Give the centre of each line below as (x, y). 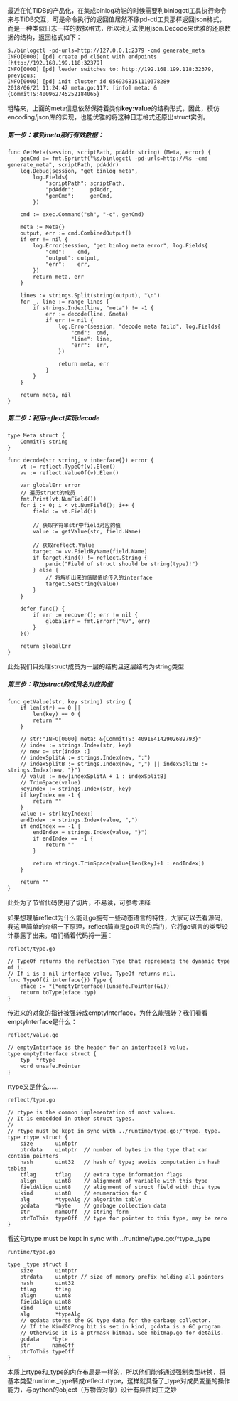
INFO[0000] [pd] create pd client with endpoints (82, 57)
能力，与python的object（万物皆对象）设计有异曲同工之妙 (92, 1390)
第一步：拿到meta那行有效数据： (56, 134)
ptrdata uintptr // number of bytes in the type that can (114, 1150)
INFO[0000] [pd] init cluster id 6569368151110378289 (89, 82)
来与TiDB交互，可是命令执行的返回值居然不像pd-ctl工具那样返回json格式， (117, 19)
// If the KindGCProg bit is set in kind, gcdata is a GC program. (122, 1326)
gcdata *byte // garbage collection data (93, 1205)
